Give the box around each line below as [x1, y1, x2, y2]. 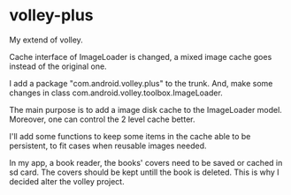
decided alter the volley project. [9, 176, 126, 186]
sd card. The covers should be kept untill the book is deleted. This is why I [9, 167, 280, 177]
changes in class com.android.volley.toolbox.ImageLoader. [9, 87, 223, 98]
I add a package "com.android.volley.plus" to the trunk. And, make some [9, 78, 273, 88]
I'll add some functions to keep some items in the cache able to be [9, 131, 251, 141]
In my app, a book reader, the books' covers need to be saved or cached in [9, 157, 283, 168]
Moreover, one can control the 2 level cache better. [9, 114, 195, 124]
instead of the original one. [9, 61, 108, 71]
